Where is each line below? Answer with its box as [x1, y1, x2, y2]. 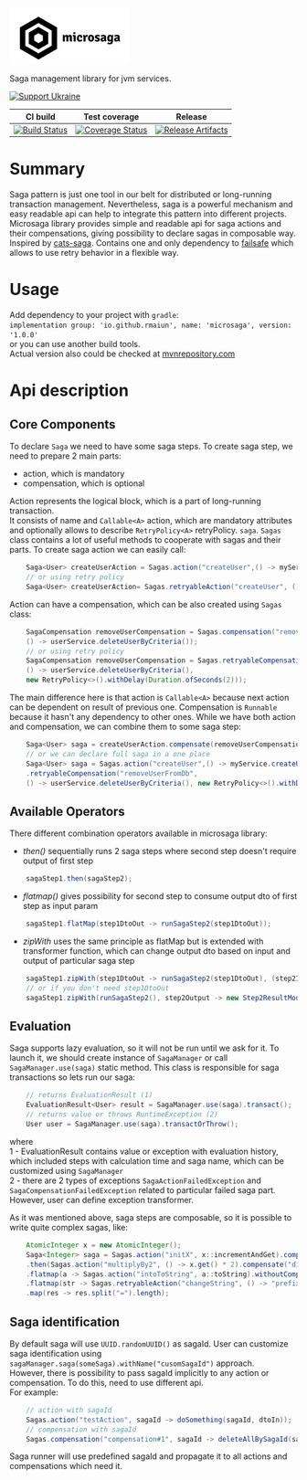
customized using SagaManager [9, 1165, 123, 1176]
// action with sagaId [26, 1405, 112, 1414]
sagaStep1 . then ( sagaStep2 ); [26, 874, 132, 883]
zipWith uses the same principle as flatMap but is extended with [22, 936, 264, 946]
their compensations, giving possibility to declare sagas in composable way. [9, 227, 296, 239]
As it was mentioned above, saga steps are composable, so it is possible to [9, 1211, 292, 1222]
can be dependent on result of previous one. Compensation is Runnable [9, 702, 278, 713]
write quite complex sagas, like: [9, 1221, 129, 1232]
